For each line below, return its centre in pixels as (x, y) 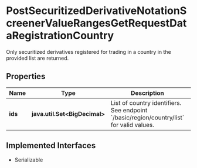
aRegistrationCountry (60, 36)
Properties (26, 76)
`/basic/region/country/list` (147, 117)
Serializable (29, 160)
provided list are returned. (38, 58)
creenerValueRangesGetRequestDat (96, 23)
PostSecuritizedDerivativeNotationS (96, 11)
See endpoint (129, 110)
